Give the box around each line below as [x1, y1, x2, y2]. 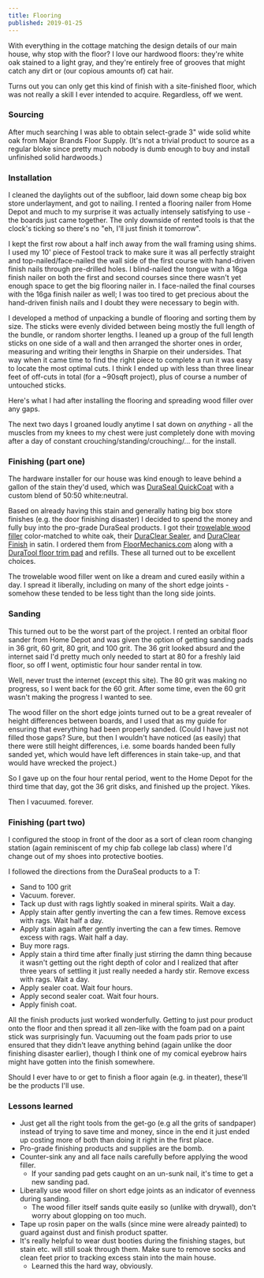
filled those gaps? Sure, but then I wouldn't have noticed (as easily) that [8, 732, 241, 742]
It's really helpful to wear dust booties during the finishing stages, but [19, 1236, 246, 1246]
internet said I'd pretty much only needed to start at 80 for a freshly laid [8, 652, 240, 661]
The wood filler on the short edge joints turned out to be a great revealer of [8, 707, 252, 717]
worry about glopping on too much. [31, 1211, 147, 1220]
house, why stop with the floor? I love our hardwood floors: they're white [8, 49, 244, 59]
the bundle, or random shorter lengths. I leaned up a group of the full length [8, 330, 254, 340]
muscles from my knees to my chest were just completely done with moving [8, 428, 255, 437]
